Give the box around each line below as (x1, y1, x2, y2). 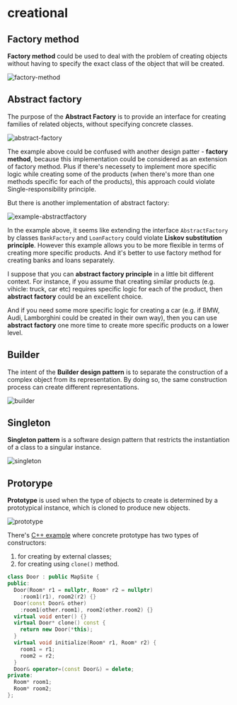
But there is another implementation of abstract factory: (7, 198, 170, 206)
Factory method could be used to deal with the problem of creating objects (7, 52, 228, 60)
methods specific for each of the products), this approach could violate (7, 177, 215, 185)
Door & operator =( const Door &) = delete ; (13, 665, 134, 672)
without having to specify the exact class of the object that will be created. (7, 59, 225, 68)
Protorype (7, 477, 53, 489)
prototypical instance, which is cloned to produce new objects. (7, 503, 191, 512)
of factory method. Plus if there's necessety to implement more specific (7, 162, 217, 170)
